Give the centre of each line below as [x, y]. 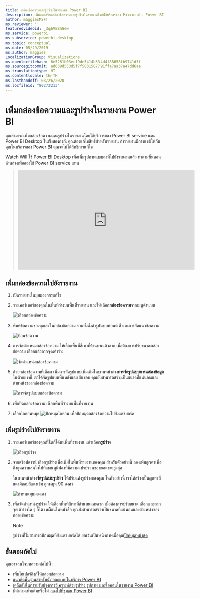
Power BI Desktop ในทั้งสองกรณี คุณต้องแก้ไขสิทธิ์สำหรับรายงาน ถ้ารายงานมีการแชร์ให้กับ [83, 141]
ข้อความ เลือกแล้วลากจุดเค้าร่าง [38, 351]
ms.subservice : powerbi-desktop [39, 38]
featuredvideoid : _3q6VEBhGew [37, 29]
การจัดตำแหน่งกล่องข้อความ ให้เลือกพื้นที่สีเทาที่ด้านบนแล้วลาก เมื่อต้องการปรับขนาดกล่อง [86, 346]
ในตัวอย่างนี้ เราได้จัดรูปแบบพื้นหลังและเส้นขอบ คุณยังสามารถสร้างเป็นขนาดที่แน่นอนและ [85, 377]
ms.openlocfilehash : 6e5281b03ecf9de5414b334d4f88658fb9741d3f [73, 62]
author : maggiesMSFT [27, 19]
